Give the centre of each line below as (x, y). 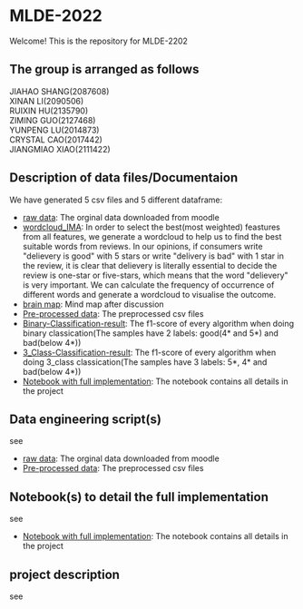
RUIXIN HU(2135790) (49, 111)
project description (65, 574)
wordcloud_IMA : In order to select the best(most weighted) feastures (151, 227)
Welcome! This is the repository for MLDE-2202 (99, 41)
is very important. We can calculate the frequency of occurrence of (148, 285)
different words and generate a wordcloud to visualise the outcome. (149, 294)
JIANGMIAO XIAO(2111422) (60, 149)
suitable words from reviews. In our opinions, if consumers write (142, 246)
